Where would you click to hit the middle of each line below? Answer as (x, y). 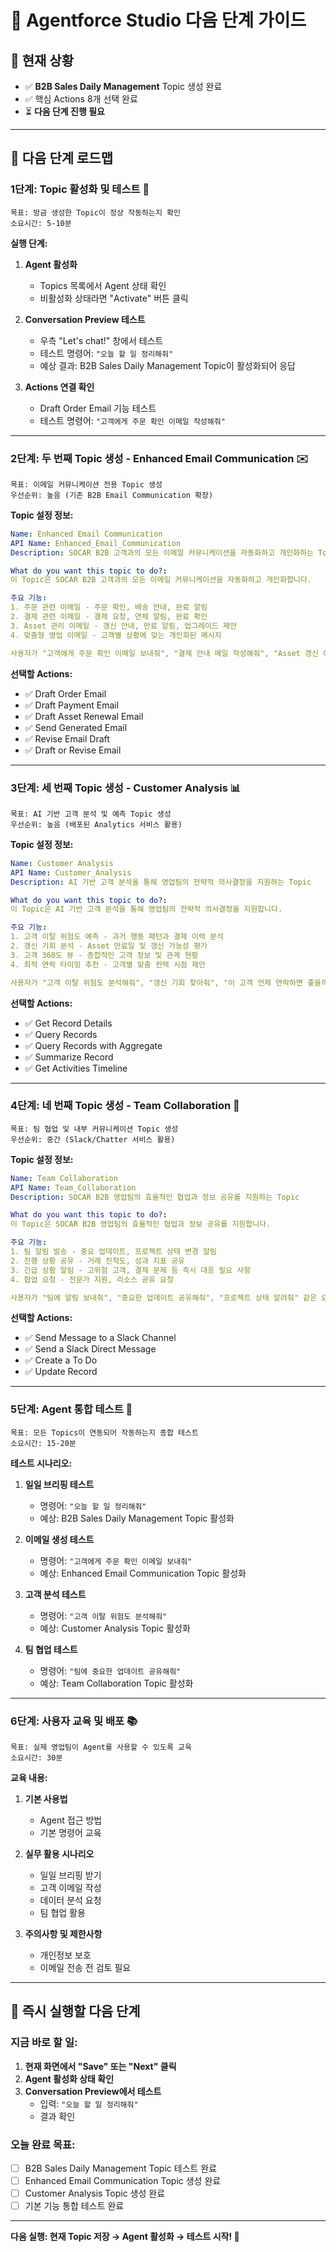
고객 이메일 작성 (70, 1888)
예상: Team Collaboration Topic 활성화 (116, 1683)
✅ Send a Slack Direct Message (90, 1349)
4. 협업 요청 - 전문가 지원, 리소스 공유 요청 (92, 1279)
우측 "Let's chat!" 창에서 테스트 (101, 340)
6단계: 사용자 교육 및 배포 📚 (74, 1721)
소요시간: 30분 (36, 1758)
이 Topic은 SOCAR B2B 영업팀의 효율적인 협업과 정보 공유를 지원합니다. (141, 1224)
